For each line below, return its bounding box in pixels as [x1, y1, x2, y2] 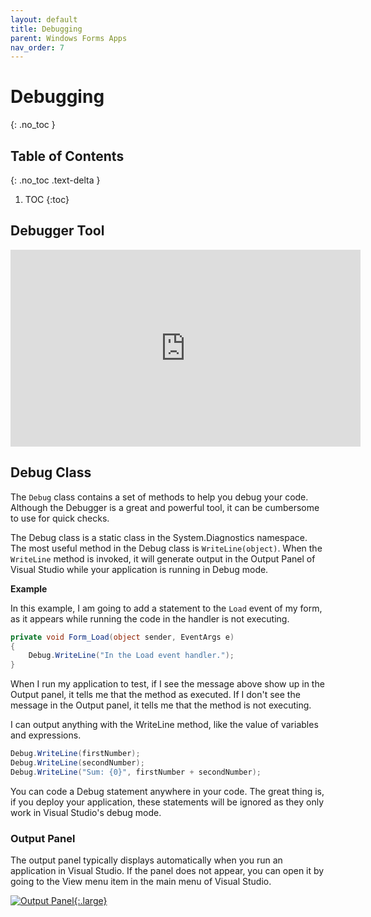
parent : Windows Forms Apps [10, 33, 128, 43]
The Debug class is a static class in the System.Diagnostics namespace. [10, 531, 308, 543]
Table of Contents [10, 147, 125, 165]
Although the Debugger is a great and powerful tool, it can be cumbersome [10, 501, 320, 513]
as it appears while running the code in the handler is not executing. [10, 612, 290, 625]
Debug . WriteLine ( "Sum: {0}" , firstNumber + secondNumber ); [10, 767, 262, 777]
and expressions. [10, 729, 82, 741]
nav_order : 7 [10, 42, 65, 53]
